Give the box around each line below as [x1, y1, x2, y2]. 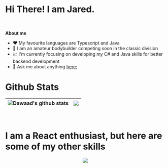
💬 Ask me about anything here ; [12, 63, 78, 69]
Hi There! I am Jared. [5, 4, 95, 15]
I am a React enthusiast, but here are [5, 130, 162, 142]
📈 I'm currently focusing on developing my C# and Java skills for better [12, 51, 163, 57]
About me [5, 30, 27, 36]
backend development [12, 58, 60, 64]
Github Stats [5, 81, 59, 93]
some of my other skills [5, 141, 106, 152]
